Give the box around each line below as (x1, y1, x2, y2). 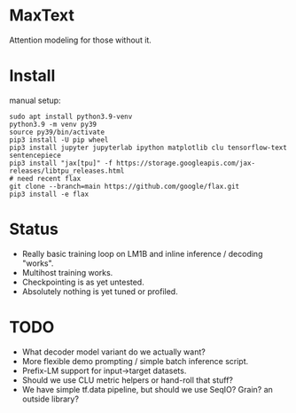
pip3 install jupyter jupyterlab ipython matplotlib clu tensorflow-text (9, 143, 288, 152)
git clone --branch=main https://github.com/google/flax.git (9, 182, 240, 191)
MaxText (9, 5, 75, 26)
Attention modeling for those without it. (9, 35, 152, 45)
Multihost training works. (21, 267, 113, 277)
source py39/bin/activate (9, 128, 105, 136)
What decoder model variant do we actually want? (21, 347, 206, 357)
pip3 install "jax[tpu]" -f (9, 159, 113, 168)
